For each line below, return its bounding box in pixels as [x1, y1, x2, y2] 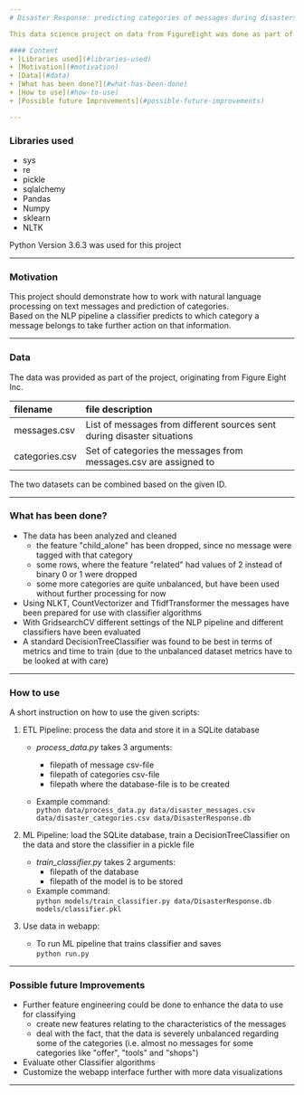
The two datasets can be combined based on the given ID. [9, 479, 227, 490]
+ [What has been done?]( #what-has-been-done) [9, 80, 188, 89]
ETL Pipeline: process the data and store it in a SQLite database [22, 725, 260, 736]
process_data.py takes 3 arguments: [35, 742, 173, 753]
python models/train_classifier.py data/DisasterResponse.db [35, 897, 271, 906]
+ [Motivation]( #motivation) [9, 62, 119, 72]
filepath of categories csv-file [49, 769, 160, 780]
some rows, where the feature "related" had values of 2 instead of [35, 558, 283, 570]
